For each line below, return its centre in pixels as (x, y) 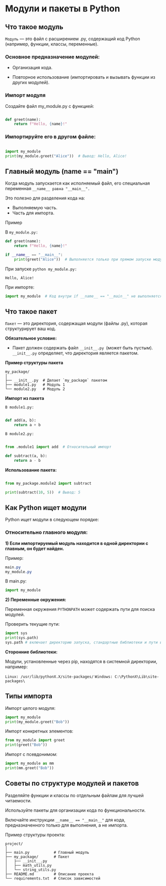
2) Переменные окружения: (36, 600)
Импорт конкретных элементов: (39, 731)
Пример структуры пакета (34, 363)
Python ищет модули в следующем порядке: (52, 520)
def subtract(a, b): (26, 456)
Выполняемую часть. (35, 208)
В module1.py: (20, 407)
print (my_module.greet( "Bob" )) (37, 722)
